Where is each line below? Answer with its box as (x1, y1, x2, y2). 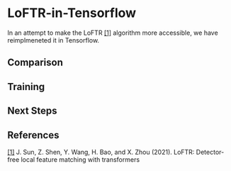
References (7, 129, 60, 141)
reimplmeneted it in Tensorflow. (7, 35, 100, 44)
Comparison (7, 57, 64, 69)
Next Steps (7, 105, 57, 117)
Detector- (196, 148, 225, 156)
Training (7, 80, 45, 93)
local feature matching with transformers (21, 155, 140, 164)
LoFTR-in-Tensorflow (7, 5, 137, 21)
